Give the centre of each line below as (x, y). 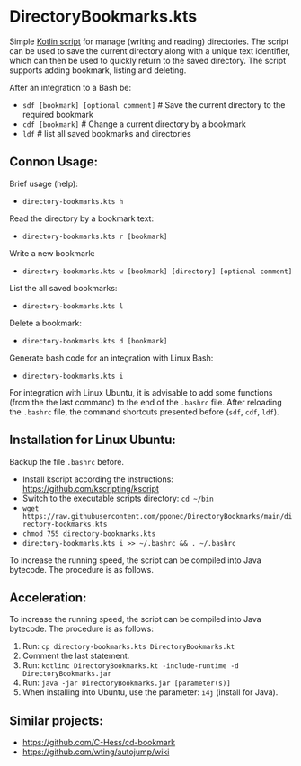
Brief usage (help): (44, 183)
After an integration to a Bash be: (71, 87)
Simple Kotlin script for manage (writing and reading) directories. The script (149, 41)
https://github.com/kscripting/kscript (91, 488)
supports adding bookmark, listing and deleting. (98, 70)
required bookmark (58, 114)
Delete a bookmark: (46, 323)
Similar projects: (56, 721)
